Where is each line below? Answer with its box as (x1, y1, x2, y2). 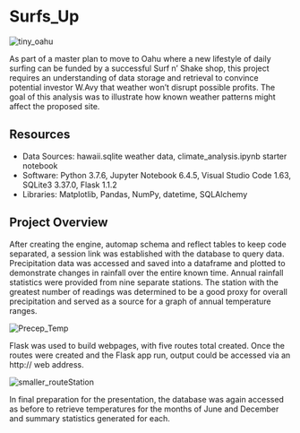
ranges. (9, 305, 38, 316)
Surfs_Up (9, 6, 80, 27)
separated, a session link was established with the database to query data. (9, 248, 285, 259)
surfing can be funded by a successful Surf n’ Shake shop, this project (9, 63, 270, 74)
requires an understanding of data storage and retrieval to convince (9, 72, 259, 82)
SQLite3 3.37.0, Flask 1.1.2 (21, 179, 118, 190)
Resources (9, 127, 71, 143)
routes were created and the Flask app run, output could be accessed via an (9, 350, 291, 360)
